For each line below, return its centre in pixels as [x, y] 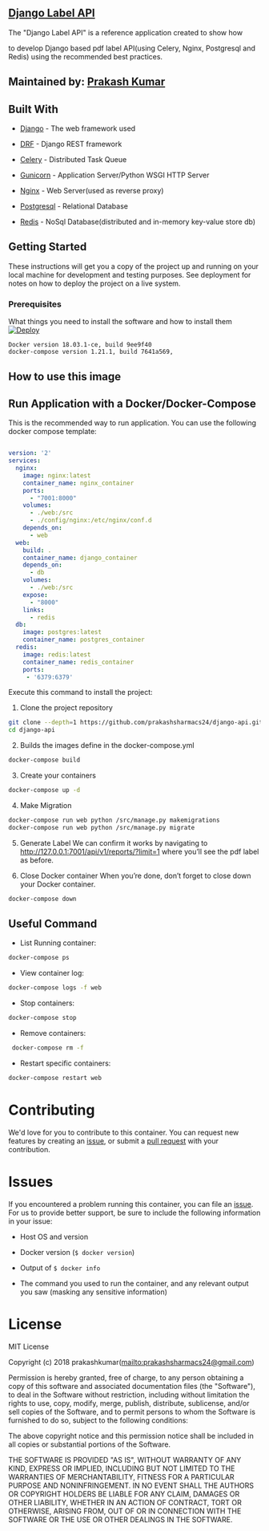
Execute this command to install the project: [81, 692]
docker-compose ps [39, 958]
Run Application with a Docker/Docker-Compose [132, 403]
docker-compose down [43, 899]
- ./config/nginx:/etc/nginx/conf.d [90, 521]
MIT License [29, 1346]
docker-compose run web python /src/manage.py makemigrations [114, 820]
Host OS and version [54, 1237]
